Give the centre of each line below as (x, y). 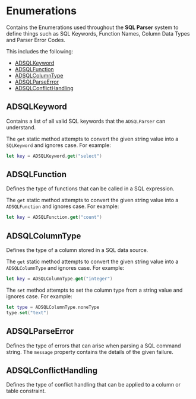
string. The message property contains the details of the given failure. (90, 352)
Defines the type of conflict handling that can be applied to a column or (94, 385)
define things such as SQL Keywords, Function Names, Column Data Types (98, 33)
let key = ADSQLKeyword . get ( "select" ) (54, 156)
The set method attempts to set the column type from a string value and (94, 290)
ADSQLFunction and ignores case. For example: (63, 206)
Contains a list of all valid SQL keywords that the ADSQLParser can (86, 121)
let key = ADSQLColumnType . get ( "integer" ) (59, 279)
